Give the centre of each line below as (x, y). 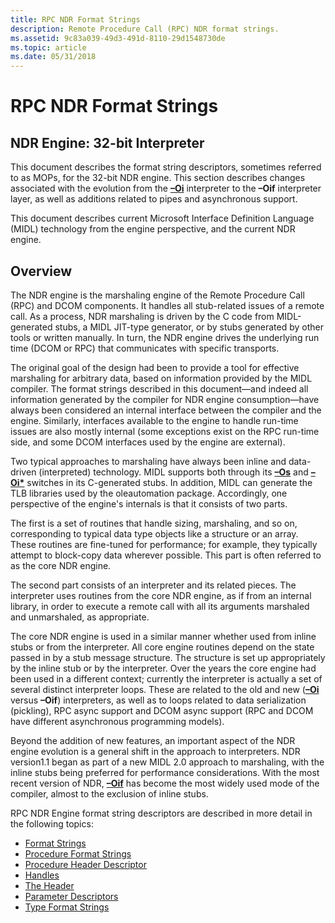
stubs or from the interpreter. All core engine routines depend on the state (162, 647)
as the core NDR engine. (61, 565)
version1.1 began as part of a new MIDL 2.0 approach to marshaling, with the (167, 762)
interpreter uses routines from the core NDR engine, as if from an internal (161, 595)
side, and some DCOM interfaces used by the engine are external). (148, 442)
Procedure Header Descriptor (85, 864)
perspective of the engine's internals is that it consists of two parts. (149, 503)
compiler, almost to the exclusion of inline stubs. (109, 793)
